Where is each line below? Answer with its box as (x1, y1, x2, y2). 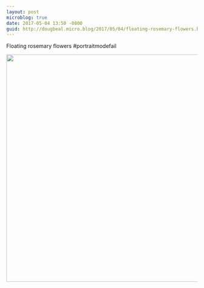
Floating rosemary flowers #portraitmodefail (6, 42, 117, 50)
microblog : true (6, 15, 47, 21)
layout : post (6, 8, 39, 15)
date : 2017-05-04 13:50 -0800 (6, 20, 83, 26)
